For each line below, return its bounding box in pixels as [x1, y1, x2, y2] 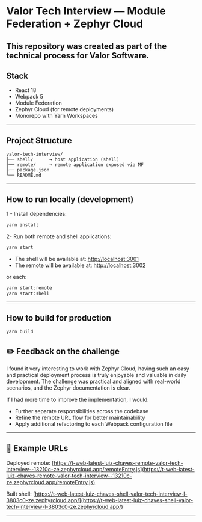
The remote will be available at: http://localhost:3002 [14, 262, 146, 269]
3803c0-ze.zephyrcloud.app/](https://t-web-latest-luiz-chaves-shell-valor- [6, 496, 194, 503]
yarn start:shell [6, 290, 50, 296]
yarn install [6, 222, 39, 228]
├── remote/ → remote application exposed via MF [6, 162, 144, 168]
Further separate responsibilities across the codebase [14, 408, 149, 415]
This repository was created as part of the [6, 41, 167, 51]
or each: [6, 273, 27, 280]
